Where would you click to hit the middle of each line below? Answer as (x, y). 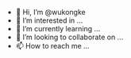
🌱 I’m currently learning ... (58, 29)
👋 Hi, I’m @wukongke (50, 12)
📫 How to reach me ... (52, 46)
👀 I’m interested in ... (49, 20)
